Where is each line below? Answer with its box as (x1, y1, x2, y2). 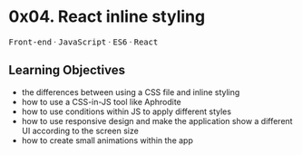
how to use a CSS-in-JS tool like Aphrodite (21, 96, 182, 107)
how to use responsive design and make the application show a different (21, 115, 293, 126)
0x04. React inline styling (8, 6, 206, 27)
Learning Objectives (8, 63, 126, 78)
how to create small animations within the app (21, 134, 194, 146)
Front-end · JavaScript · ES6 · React (8, 36, 159, 47)
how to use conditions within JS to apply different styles (21, 106, 232, 117)
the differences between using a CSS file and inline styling (21, 86, 240, 97)
